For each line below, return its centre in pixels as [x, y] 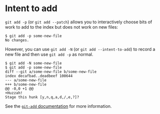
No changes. [17, 40]
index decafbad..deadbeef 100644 [39, 76]
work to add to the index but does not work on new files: [62, 27]
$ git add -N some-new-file [34, 63]
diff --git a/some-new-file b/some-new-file [51, 72]
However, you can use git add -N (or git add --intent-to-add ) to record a [80, 49]
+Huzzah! [14, 93]
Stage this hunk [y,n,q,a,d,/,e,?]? [42, 97]
